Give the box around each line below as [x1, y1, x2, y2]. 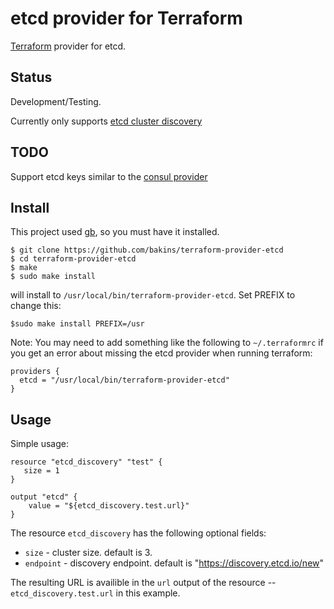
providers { [10, 367, 60, 377]
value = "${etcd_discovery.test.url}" [28, 501, 190, 511]
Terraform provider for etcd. [10, 40, 127, 52]
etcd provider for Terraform [10, 7, 243, 30]
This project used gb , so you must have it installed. [10, 226, 220, 238]
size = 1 [23, 466, 60, 476]
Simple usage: [10, 438, 70, 450]
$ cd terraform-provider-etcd [10, 254, 137, 264]
